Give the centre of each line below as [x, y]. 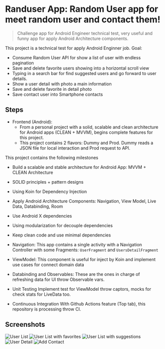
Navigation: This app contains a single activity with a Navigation [77, 244]
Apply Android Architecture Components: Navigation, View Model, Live [84, 201]
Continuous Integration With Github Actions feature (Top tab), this [79, 304]
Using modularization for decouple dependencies [63, 225]
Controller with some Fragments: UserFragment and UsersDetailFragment [85, 250]
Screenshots [25, 325]
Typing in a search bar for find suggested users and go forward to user [84, 73]
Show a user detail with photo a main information [62, 84]
